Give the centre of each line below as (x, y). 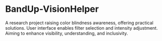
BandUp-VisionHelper (52, 9)
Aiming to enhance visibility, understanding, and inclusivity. (67, 33)
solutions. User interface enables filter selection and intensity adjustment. (82, 28)
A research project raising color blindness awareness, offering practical (79, 23)
